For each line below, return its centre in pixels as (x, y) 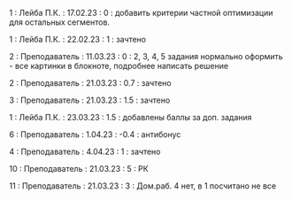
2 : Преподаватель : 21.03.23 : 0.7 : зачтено (90, 83)
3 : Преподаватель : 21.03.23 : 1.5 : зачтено (90, 100)
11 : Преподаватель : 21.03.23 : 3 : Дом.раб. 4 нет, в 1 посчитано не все (143, 186)
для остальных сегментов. (60, 22)
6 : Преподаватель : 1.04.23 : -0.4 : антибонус (95, 135)
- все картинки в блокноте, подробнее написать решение (119, 66)
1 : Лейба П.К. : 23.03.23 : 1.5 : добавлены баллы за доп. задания (131, 117)
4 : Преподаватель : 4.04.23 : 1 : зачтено (85, 151)
